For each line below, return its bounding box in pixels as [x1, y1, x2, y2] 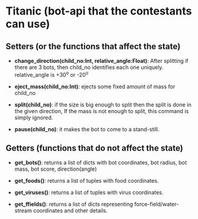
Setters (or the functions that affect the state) [5, 41, 180, 51]
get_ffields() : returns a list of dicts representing [14, 201, 133, 208]
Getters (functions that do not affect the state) [5, 143, 184, 154]
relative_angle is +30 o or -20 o [14, 70, 89, 78]
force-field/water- [134, 201, 179, 208]
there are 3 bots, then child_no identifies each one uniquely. [14, 64, 164, 71]
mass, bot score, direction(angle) [14, 165, 97, 173]
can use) [5, 17, 51, 31]
